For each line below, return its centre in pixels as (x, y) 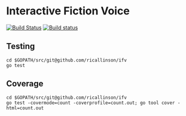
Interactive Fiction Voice (68, 11)
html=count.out (25, 108)
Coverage (25, 84)
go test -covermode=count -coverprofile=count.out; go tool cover (91, 103)
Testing (21, 46)
